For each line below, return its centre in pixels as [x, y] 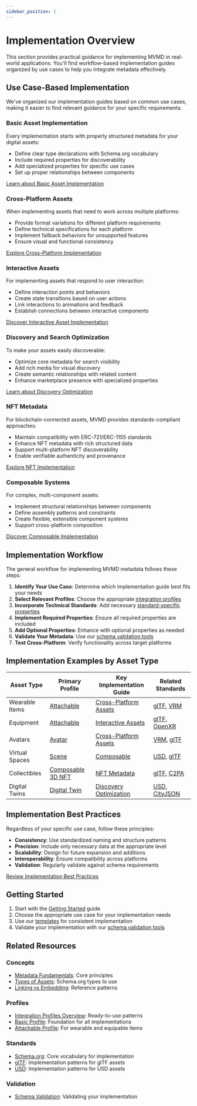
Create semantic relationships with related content [75, 374]
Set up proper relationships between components [74, 172]
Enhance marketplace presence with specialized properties [86, 380]
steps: [13, 575]
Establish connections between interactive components [81, 311]
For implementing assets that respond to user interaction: [75, 281]
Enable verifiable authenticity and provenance [70, 455]
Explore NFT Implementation [40, 467]
